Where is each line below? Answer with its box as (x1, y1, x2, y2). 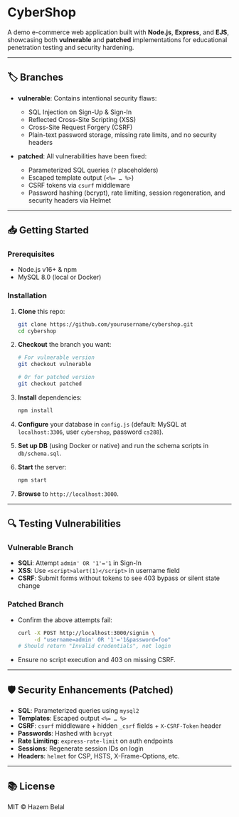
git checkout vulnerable (17, 361, 92, 368)
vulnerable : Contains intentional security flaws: (17, 93, 157, 102)
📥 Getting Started (7, 224, 89, 236)
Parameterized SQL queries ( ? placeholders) (28, 166, 159, 174)
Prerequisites (7, 249, 55, 259)
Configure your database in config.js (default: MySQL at (17, 420, 187, 428)
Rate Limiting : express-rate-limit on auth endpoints (17, 736, 174, 746)
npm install (17, 407, 53, 414)
